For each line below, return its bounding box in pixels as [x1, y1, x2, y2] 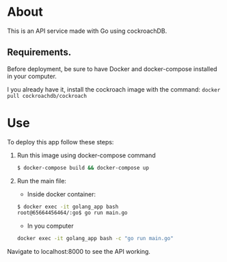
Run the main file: [16, 176, 67, 185]
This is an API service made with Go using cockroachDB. [7, 27, 168, 35]
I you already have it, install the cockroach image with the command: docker [7, 85, 221, 93]
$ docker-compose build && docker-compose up [16, 164, 149, 171]
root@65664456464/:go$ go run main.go [16, 209, 128, 216]
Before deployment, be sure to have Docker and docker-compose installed [7, 64, 217, 73]
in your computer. [7, 72, 57, 80]
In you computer [27, 222, 74, 230]
